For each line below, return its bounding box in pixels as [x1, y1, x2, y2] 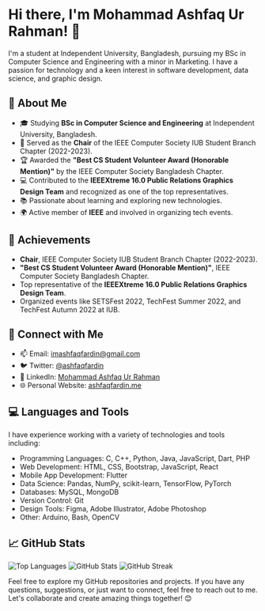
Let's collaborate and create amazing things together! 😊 [8, 594, 192, 602]
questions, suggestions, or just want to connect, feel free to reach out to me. [8, 585, 259, 594]
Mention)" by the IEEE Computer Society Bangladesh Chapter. [19, 166, 224, 175]
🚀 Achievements [8, 233, 91, 247]
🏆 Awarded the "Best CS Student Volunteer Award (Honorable [19, 155, 229, 164]
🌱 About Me [8, 96, 67, 110]
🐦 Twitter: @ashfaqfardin [19, 361, 104, 371]
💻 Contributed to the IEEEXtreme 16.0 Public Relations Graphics [19, 175, 233, 185]
